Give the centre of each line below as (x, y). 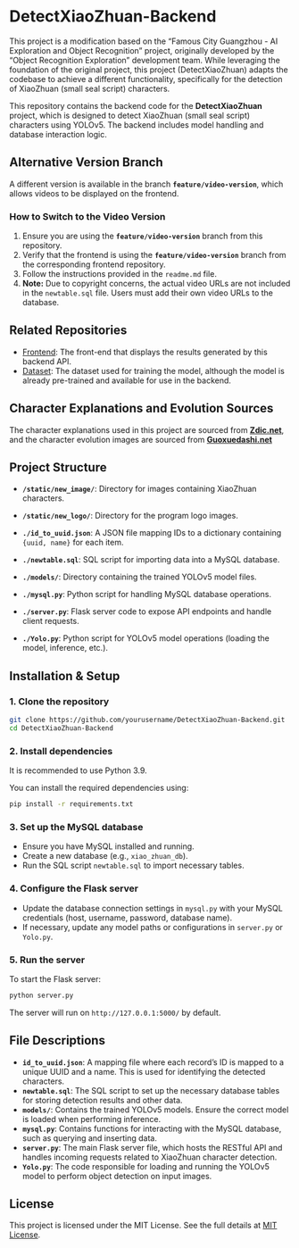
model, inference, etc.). (65, 648)
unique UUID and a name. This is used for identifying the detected (144, 1071)
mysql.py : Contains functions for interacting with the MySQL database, (152, 1128)
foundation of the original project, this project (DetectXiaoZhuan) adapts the (149, 70)
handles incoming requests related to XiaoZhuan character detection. (149, 1157)
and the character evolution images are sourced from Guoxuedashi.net (141, 439)
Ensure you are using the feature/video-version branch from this (142, 236)
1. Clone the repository (59, 701)
